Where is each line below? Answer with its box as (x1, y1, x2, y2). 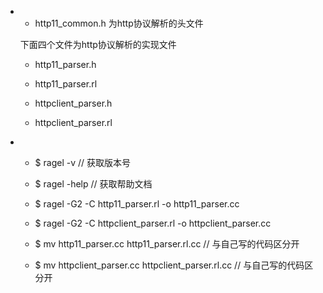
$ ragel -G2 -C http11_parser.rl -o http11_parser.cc (34, 198, 240, 210)
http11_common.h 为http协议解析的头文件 (34, 17, 204, 29)
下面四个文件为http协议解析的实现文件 (19, 39, 177, 50)
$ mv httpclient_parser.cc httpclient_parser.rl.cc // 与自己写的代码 (34, 259, 305, 271)
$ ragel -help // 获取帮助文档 (34, 178, 153, 190)
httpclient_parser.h (34, 97, 113, 109)
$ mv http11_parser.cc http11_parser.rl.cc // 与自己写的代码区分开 (34, 238, 300, 250)
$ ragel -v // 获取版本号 (34, 157, 131, 168)
